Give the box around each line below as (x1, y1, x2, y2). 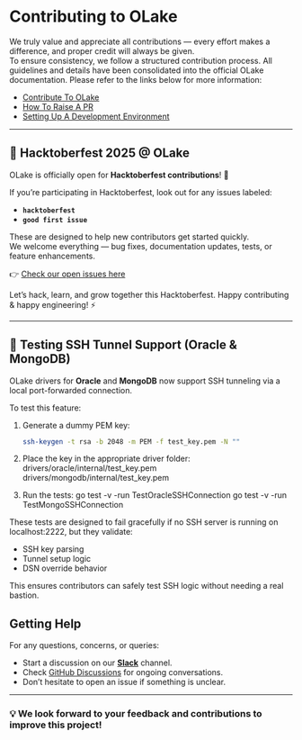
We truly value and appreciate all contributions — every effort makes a (9, 36, 271, 47)
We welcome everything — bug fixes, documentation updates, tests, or (9, 240, 272, 251)
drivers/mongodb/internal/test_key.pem (22, 473, 170, 483)
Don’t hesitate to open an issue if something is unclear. (22, 677, 226, 688)
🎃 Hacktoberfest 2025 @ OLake (9, 146, 191, 161)
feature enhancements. (9, 250, 96, 261)
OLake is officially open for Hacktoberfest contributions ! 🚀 (9, 169, 229, 180)
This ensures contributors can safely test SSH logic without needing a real (9, 581, 284, 591)
